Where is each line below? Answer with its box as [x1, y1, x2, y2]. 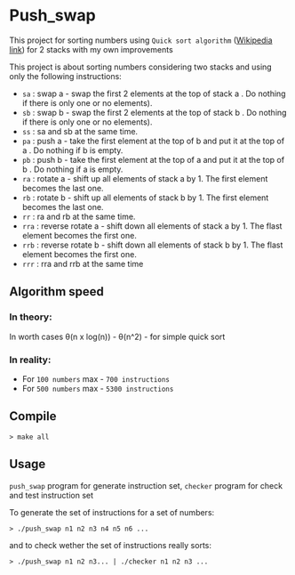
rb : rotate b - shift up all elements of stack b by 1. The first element [21, 192, 269, 203]
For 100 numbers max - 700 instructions [21, 373, 171, 384]
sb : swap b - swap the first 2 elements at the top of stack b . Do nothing [21, 107, 287, 117]
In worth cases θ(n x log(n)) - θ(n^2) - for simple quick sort [9, 331, 226, 342]
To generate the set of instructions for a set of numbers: [9, 506, 215, 517]
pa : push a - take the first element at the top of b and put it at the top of [21, 135, 285, 146]
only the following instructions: [9, 70, 122, 81]
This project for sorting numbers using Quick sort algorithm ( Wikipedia [9, 35, 273, 45]
